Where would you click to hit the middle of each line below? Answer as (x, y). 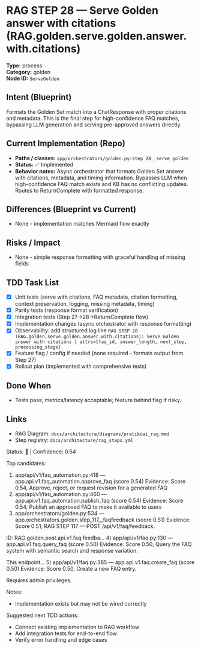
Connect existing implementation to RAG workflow (77, 627)
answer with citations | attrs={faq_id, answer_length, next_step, (101, 342)
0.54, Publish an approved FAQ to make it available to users (88, 507)
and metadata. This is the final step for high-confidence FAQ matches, (93, 118)
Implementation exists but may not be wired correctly (81, 604)
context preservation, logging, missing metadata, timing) (85, 304)
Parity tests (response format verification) (67, 310)
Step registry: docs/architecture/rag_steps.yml (74, 440)
